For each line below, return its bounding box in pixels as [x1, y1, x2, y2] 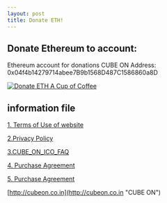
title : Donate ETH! [7, 17, 64, 24]
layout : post [7, 10, 45, 17]
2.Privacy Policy [7, 134, 54, 143]
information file [7, 102, 76, 114]
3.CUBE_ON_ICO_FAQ [7, 148, 70, 156]
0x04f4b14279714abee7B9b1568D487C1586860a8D [7, 68, 159, 77]
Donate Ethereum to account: [7, 43, 138, 54]
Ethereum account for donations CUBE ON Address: [7, 61, 157, 70]
